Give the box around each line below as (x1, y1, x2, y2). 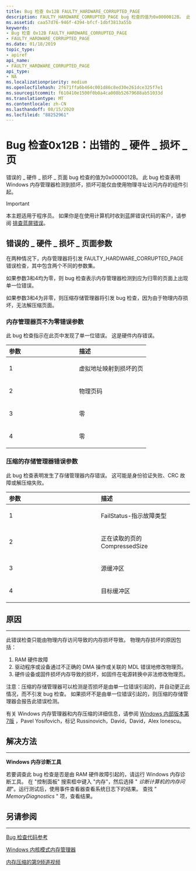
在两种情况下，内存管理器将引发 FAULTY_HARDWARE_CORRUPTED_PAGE (6, 255, 184, 262)
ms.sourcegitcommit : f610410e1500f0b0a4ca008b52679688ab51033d (6, 90, 163, 96)
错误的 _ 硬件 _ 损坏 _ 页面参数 (6, 238, 113, 248)
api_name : (6, 57, 30, 63)
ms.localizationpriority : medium (6, 80, 87, 85)
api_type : (6, 68, 30, 74)
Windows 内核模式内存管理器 (6, 846, 76, 853)
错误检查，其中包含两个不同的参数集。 (6, 262, 98, 269)
